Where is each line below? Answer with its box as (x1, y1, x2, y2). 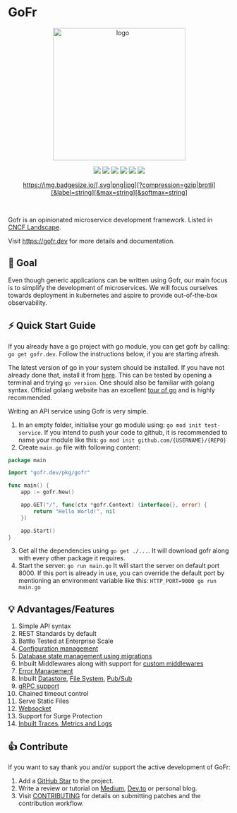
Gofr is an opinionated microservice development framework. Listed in (8, 215, 213, 224)
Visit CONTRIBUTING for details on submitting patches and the (18, 792, 201, 800)
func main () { (8, 482, 50, 489)
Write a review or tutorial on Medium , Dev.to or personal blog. (18, 784, 197, 793)
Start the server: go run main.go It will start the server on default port (18, 562, 219, 570)
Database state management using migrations (18, 652, 152, 661)
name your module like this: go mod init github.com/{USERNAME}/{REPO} (18, 435, 226, 444)
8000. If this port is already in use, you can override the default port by (18, 569, 225, 577)
